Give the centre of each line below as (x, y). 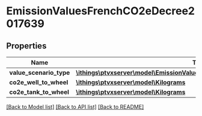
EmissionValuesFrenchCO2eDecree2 (101, 11)
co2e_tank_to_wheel (39, 92)
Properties (26, 46)
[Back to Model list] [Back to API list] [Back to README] (75, 107)
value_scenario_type (40, 73)
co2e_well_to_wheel (39, 82)
